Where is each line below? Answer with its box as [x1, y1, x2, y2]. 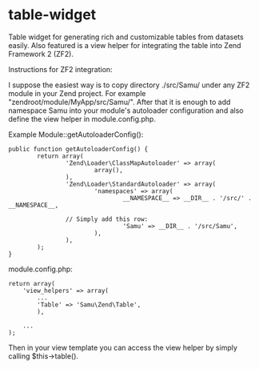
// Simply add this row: [65, 215, 149, 223]
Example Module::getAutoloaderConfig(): [8, 130, 144, 139]
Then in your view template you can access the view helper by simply [8, 343, 238, 352]
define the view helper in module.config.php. [8, 114, 156, 123]
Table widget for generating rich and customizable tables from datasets [8, 32, 244, 42]
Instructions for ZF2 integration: [8, 64, 114, 74]
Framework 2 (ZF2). [8, 49, 74, 58]
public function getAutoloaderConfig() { [8, 145, 149, 153]
